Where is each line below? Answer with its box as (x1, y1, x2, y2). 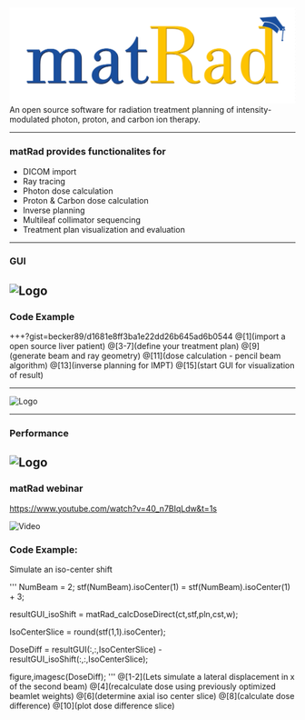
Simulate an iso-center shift (9, 564, 113, 575)
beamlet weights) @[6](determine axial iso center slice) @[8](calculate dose (9, 691, 295, 702)
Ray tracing (22, 175, 66, 186)
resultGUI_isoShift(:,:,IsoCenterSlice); (9, 654, 149, 665)
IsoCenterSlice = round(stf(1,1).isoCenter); (9, 626, 166, 637)
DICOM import (22, 165, 77, 176)
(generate (9, 350, 47, 362)
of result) (9, 370, 44, 381)
